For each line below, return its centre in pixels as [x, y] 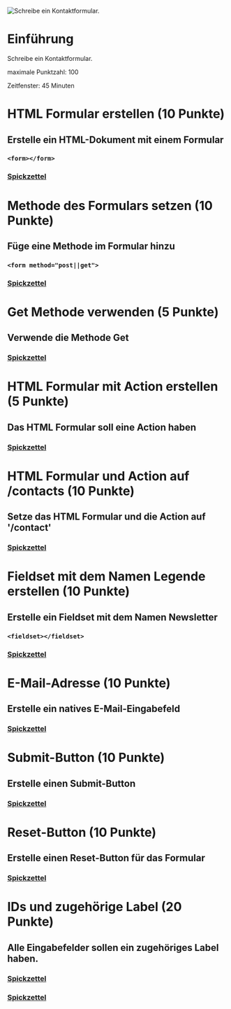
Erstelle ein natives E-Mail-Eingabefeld [94, 709]
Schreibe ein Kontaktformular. [50, 58]
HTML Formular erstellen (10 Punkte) [116, 114]
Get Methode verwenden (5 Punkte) [113, 312]
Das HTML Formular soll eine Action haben [102, 427]
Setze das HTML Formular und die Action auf [106, 517]
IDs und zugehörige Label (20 [95, 907]
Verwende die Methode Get [68, 338]
